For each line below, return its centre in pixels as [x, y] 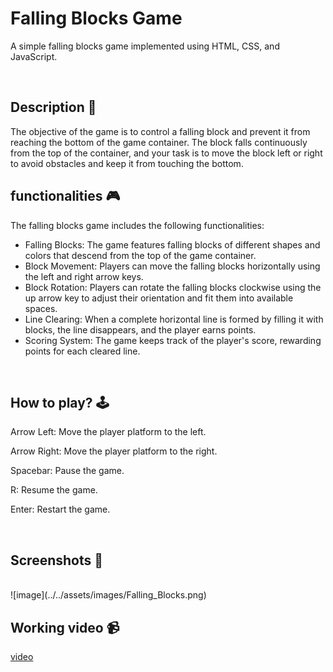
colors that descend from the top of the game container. [140, 255]
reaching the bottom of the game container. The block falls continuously [159, 142]
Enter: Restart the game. [60, 509]
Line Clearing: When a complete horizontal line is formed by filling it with [174, 319]
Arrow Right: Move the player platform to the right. [114, 451]
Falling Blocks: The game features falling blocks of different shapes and [172, 244]
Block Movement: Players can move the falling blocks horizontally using [172, 266]
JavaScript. [34, 56]
